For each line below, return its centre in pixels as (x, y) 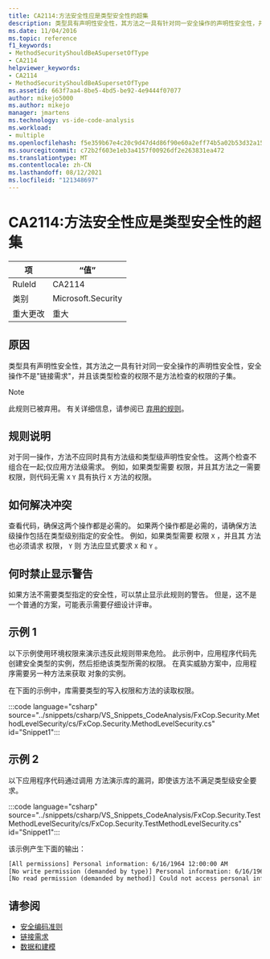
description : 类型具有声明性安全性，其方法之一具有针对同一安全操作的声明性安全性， (133, 23)
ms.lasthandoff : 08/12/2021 (55, 173)
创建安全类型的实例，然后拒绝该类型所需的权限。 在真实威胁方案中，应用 (129, 663)
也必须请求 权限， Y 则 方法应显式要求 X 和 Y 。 (85, 546)
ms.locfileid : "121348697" (53, 180)
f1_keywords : (30, 46)
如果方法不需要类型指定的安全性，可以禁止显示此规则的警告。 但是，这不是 (133, 595)
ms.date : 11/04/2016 (43, 31)
